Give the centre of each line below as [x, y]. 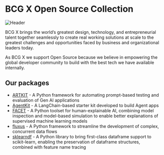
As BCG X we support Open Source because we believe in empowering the [81, 57]
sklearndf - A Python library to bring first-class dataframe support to [82, 136]
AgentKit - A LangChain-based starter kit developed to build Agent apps [85, 105]
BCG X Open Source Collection [69, 9]
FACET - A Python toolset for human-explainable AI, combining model [83, 110]
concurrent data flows [35, 131]
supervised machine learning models [50, 121]
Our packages [27, 83]
